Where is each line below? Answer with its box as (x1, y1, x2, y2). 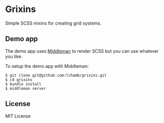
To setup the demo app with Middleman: (5, 63, 89, 69)
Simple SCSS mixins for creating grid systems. (5, 20, 102, 26)
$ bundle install (5, 81, 42, 86)
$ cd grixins (5, 77, 33, 82)
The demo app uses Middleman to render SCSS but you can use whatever (5, 48, 159, 54)
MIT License (5, 113, 31, 119)
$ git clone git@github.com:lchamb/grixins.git (5, 73, 107, 78)
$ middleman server (5, 86, 46, 91)
